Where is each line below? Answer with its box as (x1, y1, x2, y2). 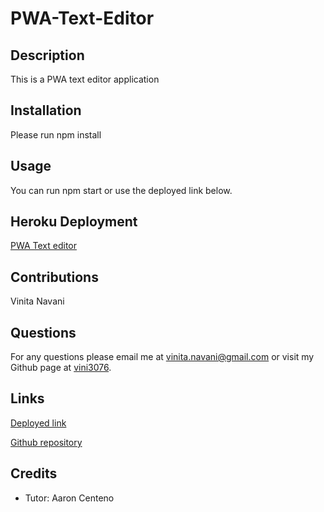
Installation (10, 102, 82, 119)
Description (10, 47, 85, 64)
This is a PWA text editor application (10, 73, 160, 85)
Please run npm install (10, 128, 102, 141)
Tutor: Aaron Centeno (24, 492, 115, 504)
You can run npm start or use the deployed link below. (10, 184, 233, 196)
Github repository (10, 436, 83, 448)
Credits (10, 465, 58, 482)
